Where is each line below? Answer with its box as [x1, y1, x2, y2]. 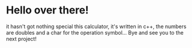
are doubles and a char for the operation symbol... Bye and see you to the [6, 29, 184, 36]
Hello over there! [6, 4, 89, 17]
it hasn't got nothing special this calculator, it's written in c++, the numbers [6, 23, 187, 30]
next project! [6, 35, 37, 42]
